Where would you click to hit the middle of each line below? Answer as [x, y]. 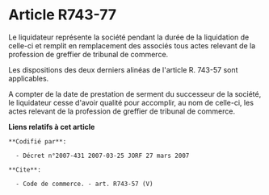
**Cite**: [25, 170]
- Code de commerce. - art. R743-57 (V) [84, 184]
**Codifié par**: [38, 141]
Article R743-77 [63, 15]
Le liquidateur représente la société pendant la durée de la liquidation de [129, 37]
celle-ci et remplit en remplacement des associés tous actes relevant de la [132, 45]
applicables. [29, 78]
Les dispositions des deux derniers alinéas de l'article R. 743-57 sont [123, 69]
